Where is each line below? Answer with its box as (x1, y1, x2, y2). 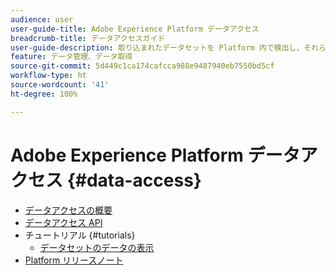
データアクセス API (24, 216, 103, 228)
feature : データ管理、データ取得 (10, 52, 133, 62)
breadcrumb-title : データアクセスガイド (10, 33, 166, 43)
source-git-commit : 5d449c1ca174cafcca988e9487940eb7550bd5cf (10, 61, 275, 71)
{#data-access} (66, 169, 202, 191)
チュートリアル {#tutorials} (24, 229, 136, 241)
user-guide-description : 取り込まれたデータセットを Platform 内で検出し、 (10, 42, 305, 53)
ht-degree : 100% (10, 89, 78, 99)
